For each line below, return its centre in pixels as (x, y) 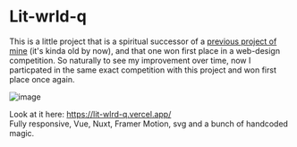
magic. (22, 133)
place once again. (42, 79)
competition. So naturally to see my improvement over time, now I (130, 60)
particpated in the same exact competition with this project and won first (143, 70)
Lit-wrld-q (48, 17)
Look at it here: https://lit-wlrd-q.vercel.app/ (90, 114)
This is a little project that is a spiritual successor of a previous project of (143, 41)
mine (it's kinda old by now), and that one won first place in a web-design (144, 50)
